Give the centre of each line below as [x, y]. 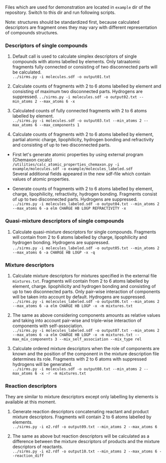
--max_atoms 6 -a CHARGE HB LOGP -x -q [54, 252]
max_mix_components [33, 339]
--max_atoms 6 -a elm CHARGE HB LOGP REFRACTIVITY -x [69, 208]
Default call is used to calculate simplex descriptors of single [75, 56]
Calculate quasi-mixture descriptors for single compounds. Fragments [84, 232]
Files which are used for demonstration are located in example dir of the [78, 7]
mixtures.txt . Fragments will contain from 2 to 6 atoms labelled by [81, 281]
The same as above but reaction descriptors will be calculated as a [81, 436]
